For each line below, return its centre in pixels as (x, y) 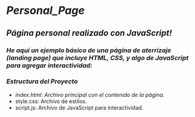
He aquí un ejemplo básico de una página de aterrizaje (89, 50)
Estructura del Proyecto (42, 81)
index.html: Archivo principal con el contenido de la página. (90, 95)
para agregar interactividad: (50, 65)
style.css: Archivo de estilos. (51, 101)
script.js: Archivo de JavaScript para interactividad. (79, 107)
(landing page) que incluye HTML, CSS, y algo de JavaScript (97, 58)
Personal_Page (46, 11)
